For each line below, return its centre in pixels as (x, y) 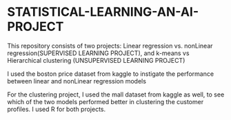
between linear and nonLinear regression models (77, 81)
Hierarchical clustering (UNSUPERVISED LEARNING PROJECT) (96, 60)
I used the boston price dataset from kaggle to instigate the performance (111, 74)
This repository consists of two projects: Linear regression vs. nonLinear (110, 46)
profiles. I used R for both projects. (57, 109)
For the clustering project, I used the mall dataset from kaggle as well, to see (116, 94)
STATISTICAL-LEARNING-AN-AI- (103, 12)
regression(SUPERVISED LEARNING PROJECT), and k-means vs (98, 53)
